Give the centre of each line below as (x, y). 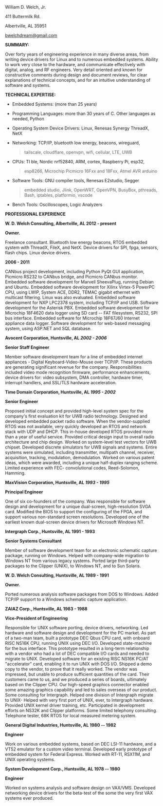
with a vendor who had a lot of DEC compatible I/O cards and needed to (77, 654)
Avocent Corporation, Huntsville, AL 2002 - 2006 (56, 338)
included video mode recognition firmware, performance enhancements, (78, 372)
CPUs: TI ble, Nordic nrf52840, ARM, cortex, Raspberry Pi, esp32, (78, 162)
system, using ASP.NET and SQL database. (48, 328)
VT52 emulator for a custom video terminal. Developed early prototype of (79, 749)
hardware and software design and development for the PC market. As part (81, 633)
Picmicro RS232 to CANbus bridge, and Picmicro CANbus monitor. (72, 277)
